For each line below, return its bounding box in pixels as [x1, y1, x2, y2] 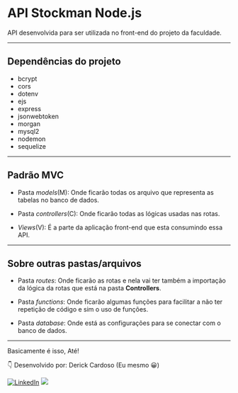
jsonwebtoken [17, 112, 59, 120]
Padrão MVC [7, 169, 64, 181]
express [17, 104, 41, 113]
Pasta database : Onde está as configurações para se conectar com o [17, 319, 221, 327]
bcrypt [17, 74, 38, 83]
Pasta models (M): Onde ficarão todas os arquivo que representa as [17, 188, 214, 196]
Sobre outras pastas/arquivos [7, 257, 142, 270]
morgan [17, 119, 41, 128]
